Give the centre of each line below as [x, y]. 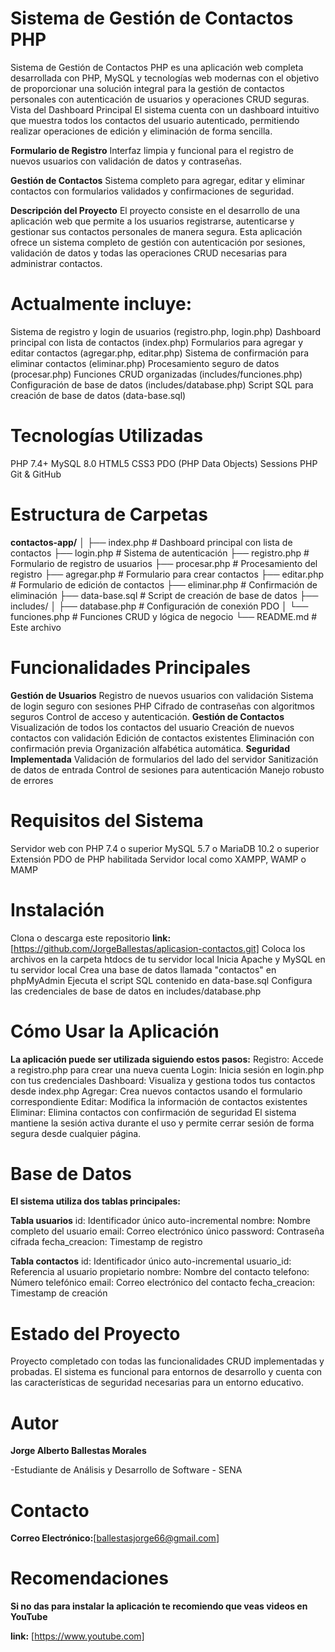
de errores [32, 780]
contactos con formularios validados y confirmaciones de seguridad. [152, 191]
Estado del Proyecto [95, 1333]
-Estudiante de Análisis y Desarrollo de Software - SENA [126, 1470]
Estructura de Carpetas [109, 514]
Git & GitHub [36, 474]
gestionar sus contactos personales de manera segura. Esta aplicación [156, 231]
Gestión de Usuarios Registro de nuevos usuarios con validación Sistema [162, 695]
